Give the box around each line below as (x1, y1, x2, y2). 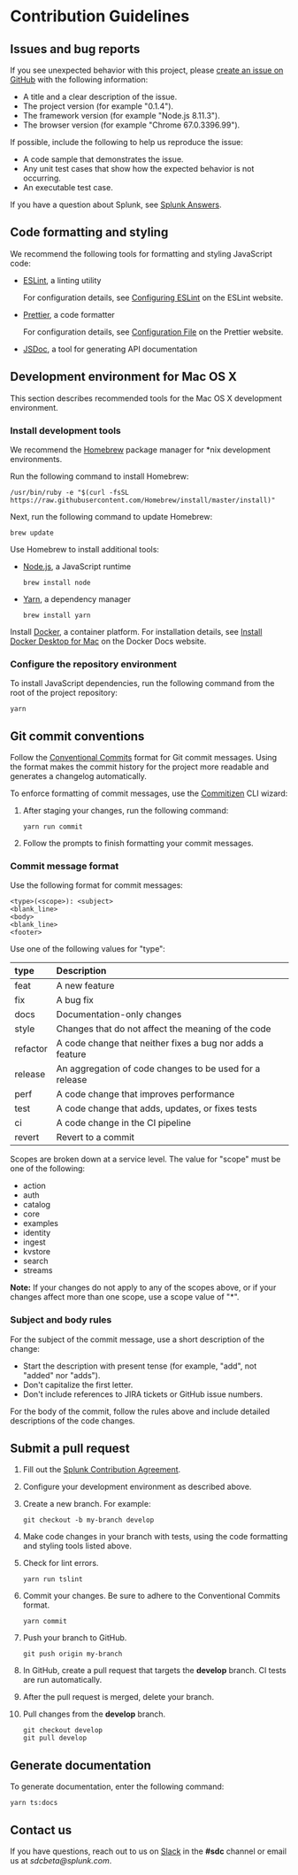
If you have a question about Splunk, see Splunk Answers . (10, 199, 222, 210)
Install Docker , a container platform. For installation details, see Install (10, 626, 263, 637)
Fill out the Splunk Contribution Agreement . (22, 1464, 181, 1475)
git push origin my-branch (22, 1649, 123, 1659)
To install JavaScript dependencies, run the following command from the (10, 678, 275, 689)
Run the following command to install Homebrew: (10, 471, 189, 482)
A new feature (56, 980, 115, 992)
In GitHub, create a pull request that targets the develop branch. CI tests (22, 1665, 287, 1676)
